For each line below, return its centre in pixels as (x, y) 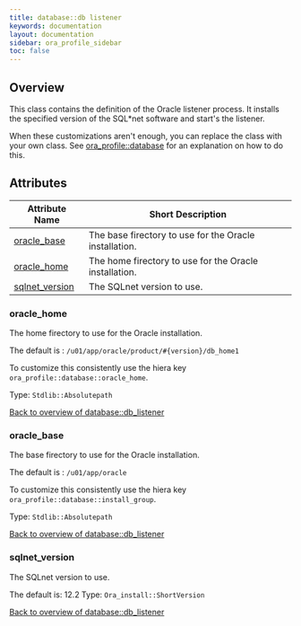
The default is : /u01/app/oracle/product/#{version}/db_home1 (124, 350)
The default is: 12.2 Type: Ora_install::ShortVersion (107, 595)
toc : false (30, 51)
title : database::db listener (66, 18)
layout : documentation (52, 34)
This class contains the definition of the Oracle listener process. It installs (145, 109)
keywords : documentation (56, 26)
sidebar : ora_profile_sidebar (66, 43)
